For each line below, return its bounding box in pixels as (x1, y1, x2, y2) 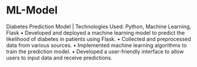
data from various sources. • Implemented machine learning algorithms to (6, 42, 187, 49)
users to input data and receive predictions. (6, 54, 113, 61)
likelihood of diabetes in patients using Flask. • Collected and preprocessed (6, 35, 192, 42)
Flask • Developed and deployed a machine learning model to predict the (6, 29, 185, 36)
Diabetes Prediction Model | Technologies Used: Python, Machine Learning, (6, 23, 192, 30)
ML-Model (6, 4, 58, 17)
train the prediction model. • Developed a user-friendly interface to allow (6, 48, 184, 55)
